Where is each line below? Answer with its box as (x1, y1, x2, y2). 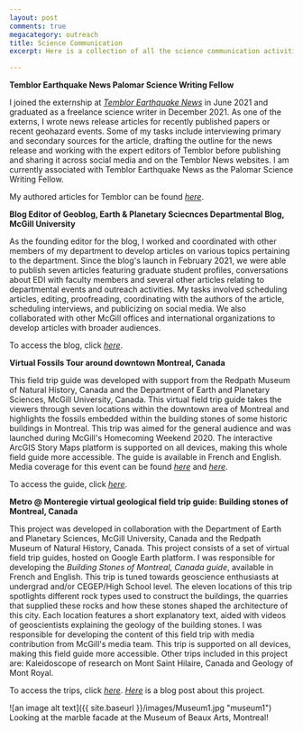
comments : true (9, 22, 67, 31)
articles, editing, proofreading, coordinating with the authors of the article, (9, 294, 285, 305)
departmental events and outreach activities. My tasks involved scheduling (9, 284, 288, 295)
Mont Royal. (9, 668, 54, 679)
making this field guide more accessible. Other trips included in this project (9, 648, 289, 660)
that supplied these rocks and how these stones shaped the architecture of (9, 600, 289, 611)
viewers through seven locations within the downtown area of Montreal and (9, 404, 290, 415)
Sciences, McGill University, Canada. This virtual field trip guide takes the (9, 394, 282, 405)
